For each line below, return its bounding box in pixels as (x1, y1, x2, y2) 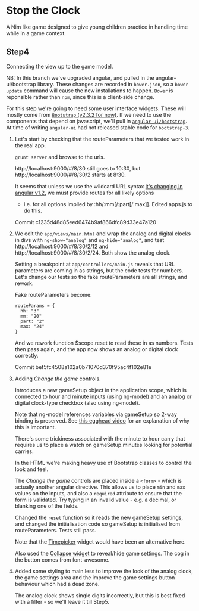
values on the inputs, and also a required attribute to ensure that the (14, 489, 182, 497)
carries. (14, 448, 34, 455)
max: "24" (20, 323, 45, 330)
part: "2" (20, 318, 45, 324)
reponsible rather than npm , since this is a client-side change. (6, 93, 154, 100)
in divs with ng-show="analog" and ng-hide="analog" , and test (14, 236, 165, 243)
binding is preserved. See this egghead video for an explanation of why (14, 417, 190, 424)
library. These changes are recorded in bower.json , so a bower (37, 80, 189, 88)
